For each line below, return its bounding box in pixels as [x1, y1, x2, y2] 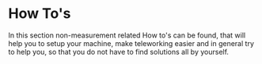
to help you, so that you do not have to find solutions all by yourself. [8, 47, 230, 56]
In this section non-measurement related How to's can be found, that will [8, 30, 246, 40]
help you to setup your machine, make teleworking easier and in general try [8, 38, 255, 48]
